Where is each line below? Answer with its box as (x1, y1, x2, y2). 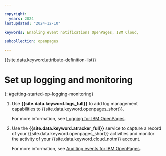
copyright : (4, 11, 27, 16)
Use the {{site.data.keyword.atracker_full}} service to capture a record (11, 125, 162, 131)
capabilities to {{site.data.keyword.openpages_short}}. (11, 106, 124, 112)
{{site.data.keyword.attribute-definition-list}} (4, 57, 97, 63)
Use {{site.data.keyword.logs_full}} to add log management (11, 101, 138, 107)
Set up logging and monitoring (4, 74, 133, 86)
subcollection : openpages (4, 39, 58, 44)
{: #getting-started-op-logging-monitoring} (4, 91, 94, 97)
